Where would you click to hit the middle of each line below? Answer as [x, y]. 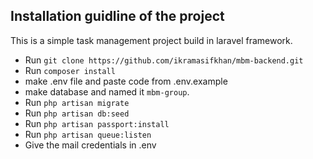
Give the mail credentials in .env [90, 145]
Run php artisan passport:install [97, 123]
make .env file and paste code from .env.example [126, 81]
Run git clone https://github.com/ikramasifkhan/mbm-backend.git [164, 60]
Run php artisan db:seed [77, 113]
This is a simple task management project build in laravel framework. [151, 40]
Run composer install [70, 70]
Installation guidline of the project [117, 16]
